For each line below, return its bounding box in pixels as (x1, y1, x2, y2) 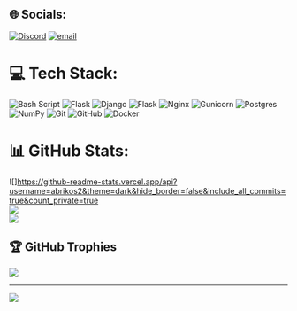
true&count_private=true (9, 195, 99, 206)
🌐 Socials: (9, 7, 67, 22)
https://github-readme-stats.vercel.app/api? (17, 176, 178, 187)
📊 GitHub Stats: (9, 141, 130, 160)
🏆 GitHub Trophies (9, 239, 118, 255)
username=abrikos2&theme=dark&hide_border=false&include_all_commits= (9, 185, 286, 196)
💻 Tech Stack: (9, 64, 118, 83)
